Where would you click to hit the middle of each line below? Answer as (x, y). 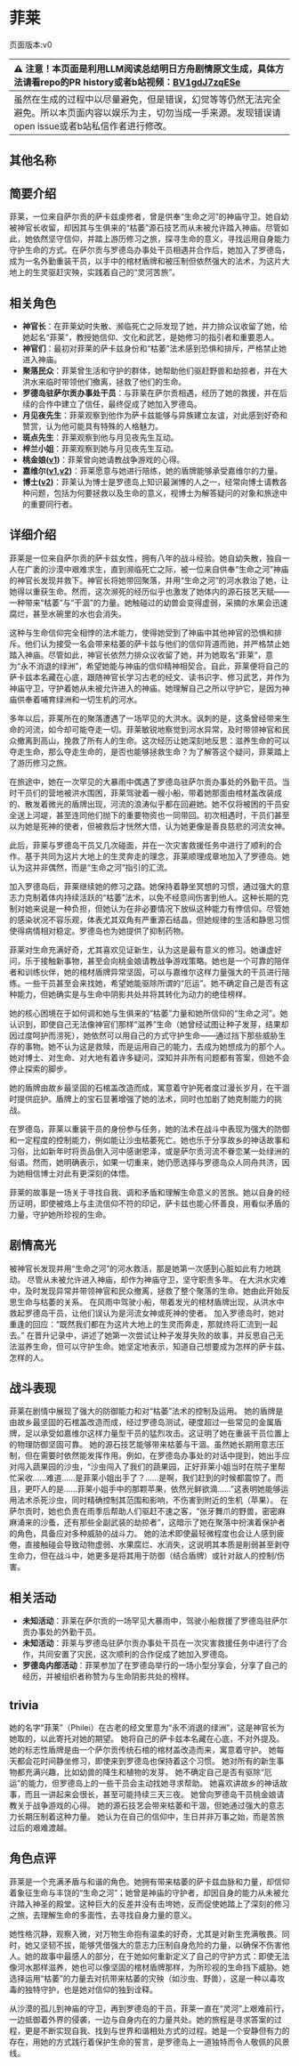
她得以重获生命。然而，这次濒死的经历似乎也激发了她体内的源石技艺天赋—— (149, 591)
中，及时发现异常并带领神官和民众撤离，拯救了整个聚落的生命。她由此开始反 (149, 1291)
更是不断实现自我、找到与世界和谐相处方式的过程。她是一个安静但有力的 (157, 2030)
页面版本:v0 (31, 45)
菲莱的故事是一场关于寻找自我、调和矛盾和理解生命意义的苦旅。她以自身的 (145, 1192)
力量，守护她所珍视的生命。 (60, 1214)
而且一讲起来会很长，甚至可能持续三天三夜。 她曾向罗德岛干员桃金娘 (150, 1795)
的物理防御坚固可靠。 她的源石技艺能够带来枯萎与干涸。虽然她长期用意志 (143, 1445)
